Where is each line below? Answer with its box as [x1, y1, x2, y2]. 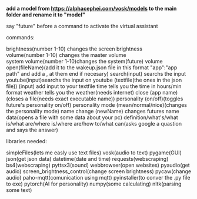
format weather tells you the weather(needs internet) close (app [6, 89, 162, 96]
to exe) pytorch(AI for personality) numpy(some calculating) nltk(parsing [6, 180, 182, 187]
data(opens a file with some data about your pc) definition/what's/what [6, 114, 178, 121]
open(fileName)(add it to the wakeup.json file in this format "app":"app [6, 64, 178, 71]
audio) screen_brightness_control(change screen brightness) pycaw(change [6, 168, 192, 175]
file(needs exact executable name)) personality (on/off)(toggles [29, 95, 183, 102]
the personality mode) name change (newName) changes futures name [6, 108, 179, 114]
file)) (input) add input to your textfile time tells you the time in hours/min [6, 83, 182, 90]
